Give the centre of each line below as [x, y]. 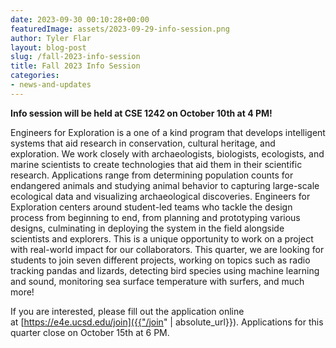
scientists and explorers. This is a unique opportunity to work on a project [162, 238]
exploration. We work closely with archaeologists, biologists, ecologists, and [167, 153]
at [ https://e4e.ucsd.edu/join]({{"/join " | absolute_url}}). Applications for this [167, 322]
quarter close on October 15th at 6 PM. [90, 332]
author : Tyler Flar [51, 38]
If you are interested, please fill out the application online [127, 311]
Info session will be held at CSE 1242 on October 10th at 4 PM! [141, 113]
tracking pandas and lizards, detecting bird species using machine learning [165, 270]
